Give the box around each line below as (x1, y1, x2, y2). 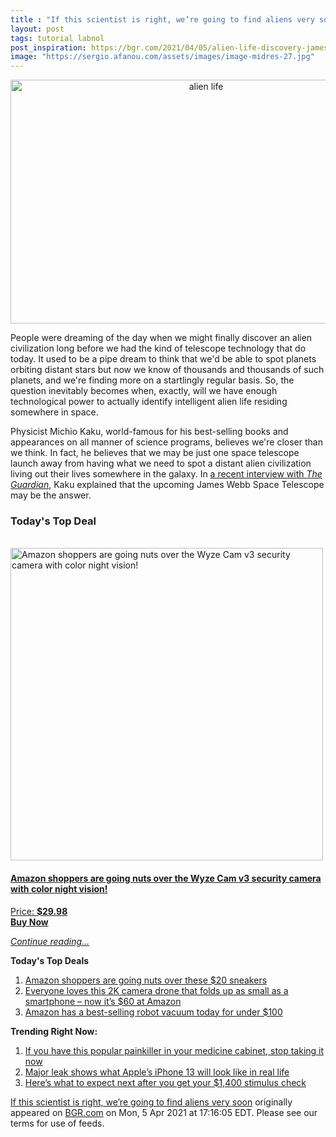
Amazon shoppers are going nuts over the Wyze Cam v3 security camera (10, 872, 322, 885)
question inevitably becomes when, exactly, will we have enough (10, 385, 278, 397)
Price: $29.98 (10, 905, 68, 917)
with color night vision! (10, 883, 108, 895)
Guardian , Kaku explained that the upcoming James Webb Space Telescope (10, 479, 325, 491)
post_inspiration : (10, 42, 87, 53)
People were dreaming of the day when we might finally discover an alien (10, 332, 313, 344)
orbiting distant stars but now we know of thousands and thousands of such (10, 364, 325, 376)
